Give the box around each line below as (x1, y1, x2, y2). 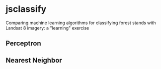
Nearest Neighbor (5, 56, 63, 65)
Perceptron (5, 39, 41, 48)
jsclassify (5, 3, 47, 15)
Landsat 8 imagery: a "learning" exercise (5, 25, 89, 31)
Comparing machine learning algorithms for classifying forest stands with (5, 20, 156, 26)
